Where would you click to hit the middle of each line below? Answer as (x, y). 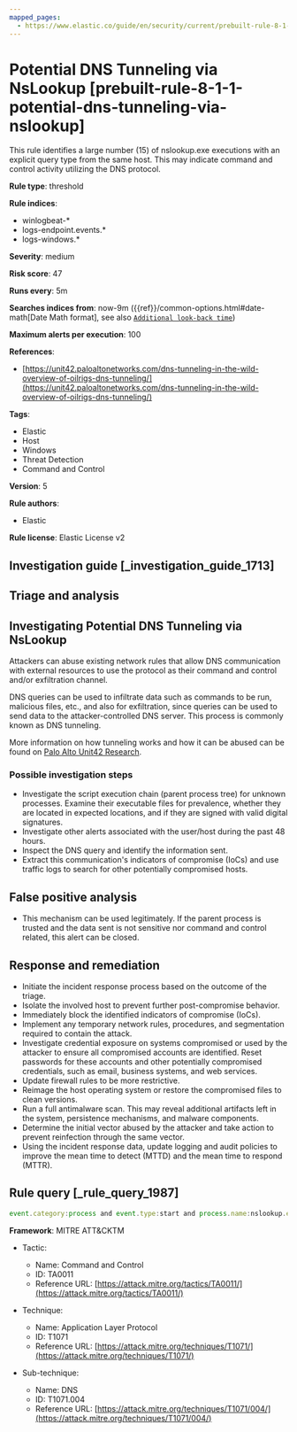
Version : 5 (28, 486)
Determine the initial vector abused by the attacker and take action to (148, 1127)
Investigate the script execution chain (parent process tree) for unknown (154, 794)
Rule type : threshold (46, 186)
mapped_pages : (35, 17)
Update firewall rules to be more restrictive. (101, 1080)
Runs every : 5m (38, 291)
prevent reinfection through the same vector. (103, 1137)
